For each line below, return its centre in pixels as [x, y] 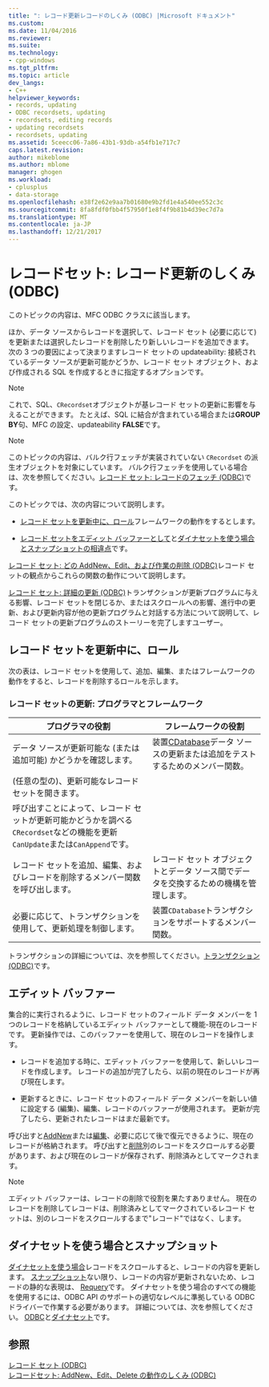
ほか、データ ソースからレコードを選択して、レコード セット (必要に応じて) [132, 332]
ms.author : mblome [39, 165]
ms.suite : [25, 46]
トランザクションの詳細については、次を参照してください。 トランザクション [134, 956]
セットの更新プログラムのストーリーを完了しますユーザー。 [129, 622]
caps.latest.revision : [46, 150]
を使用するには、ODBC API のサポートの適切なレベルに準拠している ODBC [132, 1296]
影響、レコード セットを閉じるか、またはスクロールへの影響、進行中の [132, 602]
